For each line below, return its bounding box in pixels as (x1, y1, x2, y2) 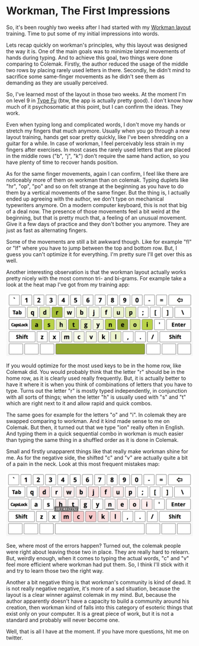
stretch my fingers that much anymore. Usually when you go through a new (6, 127, 191, 134)
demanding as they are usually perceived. (6, 79, 108, 86)
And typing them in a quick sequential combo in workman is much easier (6, 430, 184, 437)
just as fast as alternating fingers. (6, 227, 88, 234)
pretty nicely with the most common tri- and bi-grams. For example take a (6, 274, 187, 282)
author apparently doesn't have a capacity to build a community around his (6, 597, 190, 605)
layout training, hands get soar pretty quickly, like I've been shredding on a (6, 133, 188, 140)
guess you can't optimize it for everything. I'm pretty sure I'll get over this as (6, 250, 192, 258)
